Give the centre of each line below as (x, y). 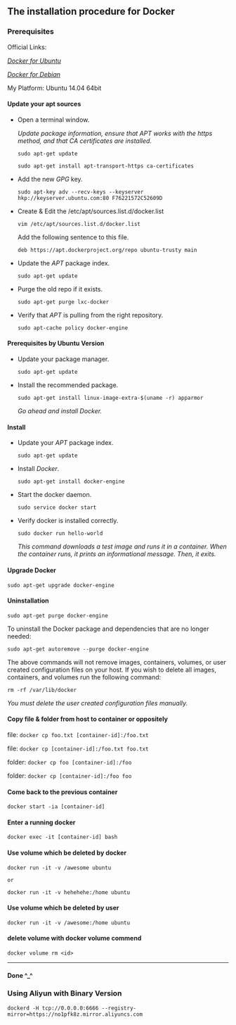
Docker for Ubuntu (34, 61)
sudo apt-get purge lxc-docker (63, 302)
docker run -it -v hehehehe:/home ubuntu (69, 892)
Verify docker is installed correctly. (68, 521)
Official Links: (27, 47)
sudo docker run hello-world (60, 534)
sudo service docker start (57, 508)
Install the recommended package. (68, 385)
